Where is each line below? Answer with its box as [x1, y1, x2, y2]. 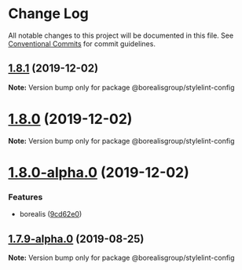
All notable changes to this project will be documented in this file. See [8, 31, 234, 40]
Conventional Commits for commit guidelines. [8, 38, 156, 48]
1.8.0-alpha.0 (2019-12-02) [8, 163, 190, 181]
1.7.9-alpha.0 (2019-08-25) [8, 232, 145, 246]
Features [8, 192, 43, 202]
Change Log [8, 5, 89, 23]
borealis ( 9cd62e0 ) [19, 210, 82, 219]
